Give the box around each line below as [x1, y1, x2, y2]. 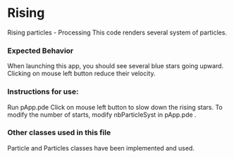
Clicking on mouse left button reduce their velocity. [7, 69, 156, 78]
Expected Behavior [7, 46, 74, 56]
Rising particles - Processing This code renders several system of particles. [7, 28, 228, 37]
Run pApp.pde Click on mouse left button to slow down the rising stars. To [7, 103, 223, 111]
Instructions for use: [7, 87, 79, 96]
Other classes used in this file [7, 128, 111, 138]
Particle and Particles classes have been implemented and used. [7, 144, 195, 152]
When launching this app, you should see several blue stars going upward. [7, 62, 224, 70]
